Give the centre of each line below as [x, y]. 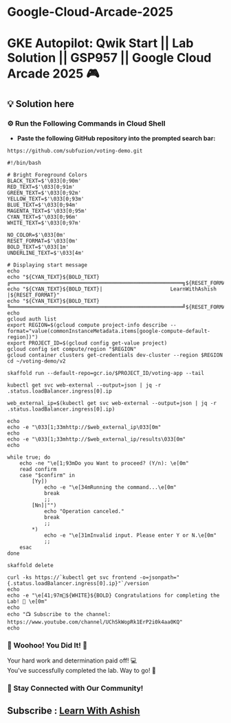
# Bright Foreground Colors [47, 175]
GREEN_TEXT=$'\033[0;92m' [44, 193]
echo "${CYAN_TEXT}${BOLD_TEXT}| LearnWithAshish [112, 289]
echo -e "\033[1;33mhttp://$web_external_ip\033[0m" [84, 427]
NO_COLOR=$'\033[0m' [37, 235]
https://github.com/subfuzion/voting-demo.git [75, 151]
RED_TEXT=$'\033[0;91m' [41, 187]
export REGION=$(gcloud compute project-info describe [87, 325]
